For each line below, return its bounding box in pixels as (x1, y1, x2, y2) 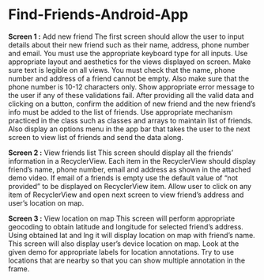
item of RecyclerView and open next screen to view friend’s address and (8, 190, 244, 199)
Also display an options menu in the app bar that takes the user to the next (8, 124, 251, 134)
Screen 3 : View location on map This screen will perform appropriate (8, 214, 236, 223)
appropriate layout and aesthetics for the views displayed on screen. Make (8, 57, 251, 66)
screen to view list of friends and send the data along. (8, 132, 184, 142)
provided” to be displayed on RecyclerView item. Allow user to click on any (8, 181, 251, 191)
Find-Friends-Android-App (8, 6, 189, 24)
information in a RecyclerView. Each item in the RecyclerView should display (8, 156, 256, 165)
